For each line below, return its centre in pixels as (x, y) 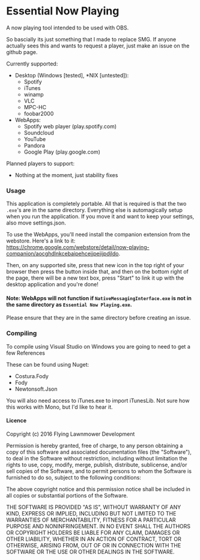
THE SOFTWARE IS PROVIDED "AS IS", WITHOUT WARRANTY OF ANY (94, 507)
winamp (34, 94)
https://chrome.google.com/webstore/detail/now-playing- (78, 247)
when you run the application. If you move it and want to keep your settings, (100, 217)
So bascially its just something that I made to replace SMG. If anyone (91, 39)
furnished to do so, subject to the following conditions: (74, 477)
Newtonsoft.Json (36, 389)
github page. (22, 52)
